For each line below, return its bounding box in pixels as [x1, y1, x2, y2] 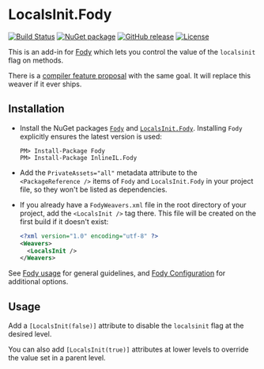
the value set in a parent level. [8, 353, 106, 363]
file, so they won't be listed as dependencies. [19, 184, 168, 194]
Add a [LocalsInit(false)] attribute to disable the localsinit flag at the [8, 321, 244, 330]
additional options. [8, 277, 69, 287]
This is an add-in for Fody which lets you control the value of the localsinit [8, 47, 256, 56]
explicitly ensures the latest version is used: [19, 131, 162, 141]
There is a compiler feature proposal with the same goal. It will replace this [8, 70, 251, 80]
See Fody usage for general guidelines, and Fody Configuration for [8, 268, 226, 278]
